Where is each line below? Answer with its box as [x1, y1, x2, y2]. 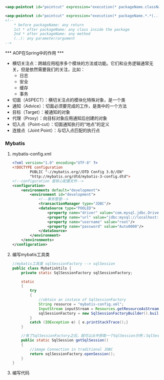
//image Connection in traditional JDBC [30, 347, 113, 352]
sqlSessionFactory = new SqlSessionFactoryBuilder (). [38, 311, 150, 316]
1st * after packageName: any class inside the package [14, 27, 130, 32]
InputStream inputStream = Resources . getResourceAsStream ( [38, 306, 161, 311]
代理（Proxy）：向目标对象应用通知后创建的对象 [12, 115, 107, 121]
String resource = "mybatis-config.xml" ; [38, 301, 124, 307]
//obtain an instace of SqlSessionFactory [38, 298, 126, 302]
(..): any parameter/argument [14, 36, 76, 41]
